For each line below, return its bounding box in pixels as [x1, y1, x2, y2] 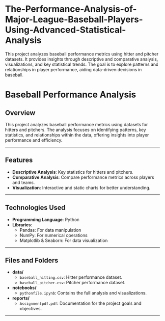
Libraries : [12, 222, 32, 228]
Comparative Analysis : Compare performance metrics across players [12, 174, 155, 180]
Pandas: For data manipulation [19, 227, 82, 233]
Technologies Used [5, 204, 65, 212]
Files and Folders [5, 256, 58, 265]
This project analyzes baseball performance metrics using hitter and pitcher [5, 51, 159, 57]
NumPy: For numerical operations [19, 232, 88, 238]
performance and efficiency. [5, 137, 63, 143]
